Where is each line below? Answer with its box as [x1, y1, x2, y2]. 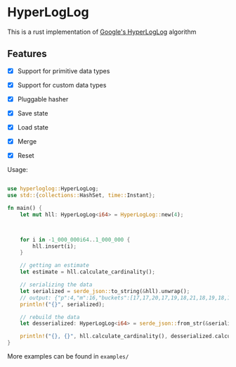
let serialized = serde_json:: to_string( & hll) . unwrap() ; [20, 287, 190, 294]
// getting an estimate [20, 262, 90, 269]
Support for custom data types [17, 80, 107, 89]
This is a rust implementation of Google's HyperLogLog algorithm [7, 27, 197, 36]
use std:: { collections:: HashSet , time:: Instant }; [7, 192, 156, 199]
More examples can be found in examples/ [7, 352, 129, 361]
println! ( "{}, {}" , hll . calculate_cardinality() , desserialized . [20, 332, 216, 340]
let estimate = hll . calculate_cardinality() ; [20, 268, 156, 275]
